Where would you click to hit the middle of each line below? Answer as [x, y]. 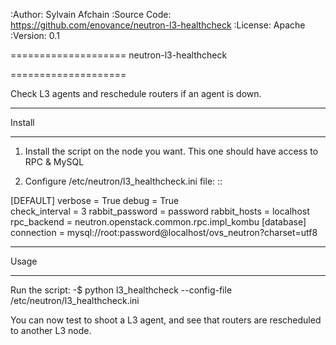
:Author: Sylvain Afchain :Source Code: [91, 14]
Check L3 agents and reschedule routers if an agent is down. [136, 93]
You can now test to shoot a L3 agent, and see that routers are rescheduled [166, 320]
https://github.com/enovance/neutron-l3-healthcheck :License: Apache [158, 25]
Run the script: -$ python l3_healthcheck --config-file [121, 290]
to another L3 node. [51, 330]
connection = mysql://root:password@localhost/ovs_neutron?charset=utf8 [164, 232]
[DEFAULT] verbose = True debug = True [95, 200]
